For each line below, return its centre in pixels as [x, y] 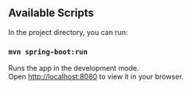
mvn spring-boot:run [48, 52]
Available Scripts [51, 13]
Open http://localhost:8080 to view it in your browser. [96, 77]
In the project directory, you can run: [68, 32]
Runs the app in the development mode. [74, 68]
